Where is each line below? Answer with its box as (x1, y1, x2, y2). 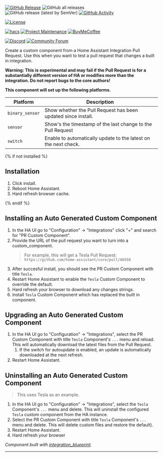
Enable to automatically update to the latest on (44, 135, 150, 141)
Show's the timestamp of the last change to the (44, 121, 152, 128)
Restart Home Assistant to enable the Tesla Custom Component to (12, 276, 146, 282)
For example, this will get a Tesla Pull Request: (24, 252, 117, 258)
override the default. (12, 281, 53, 287)
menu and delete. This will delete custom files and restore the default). (12, 422, 154, 428)
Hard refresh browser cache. (12, 190, 70, 197)
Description (86, 99, 114, 105)
